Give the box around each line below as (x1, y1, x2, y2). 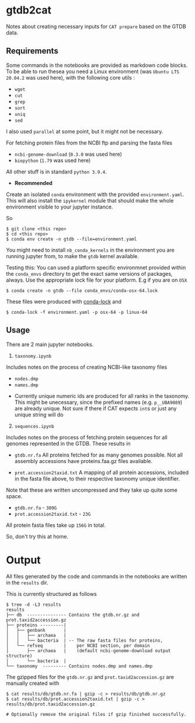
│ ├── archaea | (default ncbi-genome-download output (6, 647, 171, 653)
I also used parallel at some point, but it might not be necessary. (6, 128, 163, 135)
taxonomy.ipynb (14, 353, 52, 359)
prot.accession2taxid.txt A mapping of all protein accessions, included (14, 469, 189, 476)
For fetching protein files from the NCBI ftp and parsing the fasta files (6, 139, 173, 146)
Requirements (6, 46, 58, 56)
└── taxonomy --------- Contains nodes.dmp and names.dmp (6, 663, 153, 669)
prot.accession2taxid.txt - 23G (14, 510, 91, 517)
